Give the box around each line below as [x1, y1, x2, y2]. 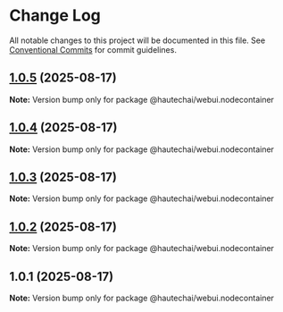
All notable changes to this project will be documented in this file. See [9, 35, 266, 46]
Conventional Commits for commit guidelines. [9, 44, 177, 55]
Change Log [9, 5, 101, 26]
